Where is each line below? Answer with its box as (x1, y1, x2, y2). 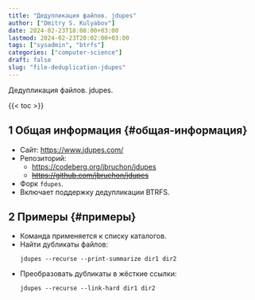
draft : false (8, 56, 52, 64)
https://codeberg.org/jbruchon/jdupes (31, 162, 156, 171)
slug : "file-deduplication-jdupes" (8, 64, 126, 72)
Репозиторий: (19, 153, 67, 163)
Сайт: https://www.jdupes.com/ (19, 145, 124, 154)
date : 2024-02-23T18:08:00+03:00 (8, 26, 119, 34)
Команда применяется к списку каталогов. (19, 232, 167, 241)
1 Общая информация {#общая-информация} (8, 124, 248, 138)
